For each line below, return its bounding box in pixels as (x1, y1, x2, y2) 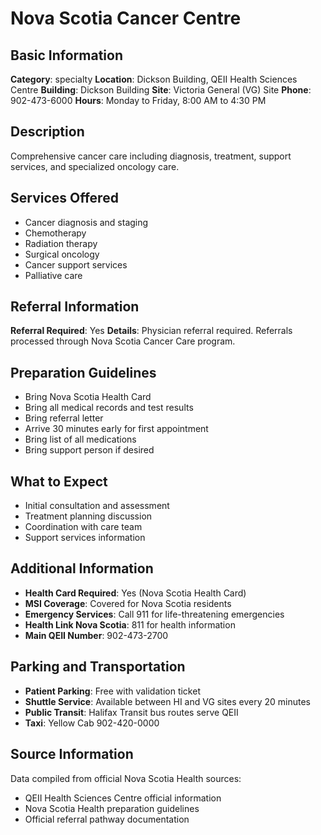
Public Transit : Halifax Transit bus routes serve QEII (24, 706, 239, 718)
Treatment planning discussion (24, 510, 153, 522)
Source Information (10, 746, 134, 763)
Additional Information (10, 560, 154, 577)
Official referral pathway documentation (24, 813, 190, 825)
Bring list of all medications (24, 433, 137, 446)
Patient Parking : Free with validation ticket (24, 685, 201, 697)
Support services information (24, 532, 146, 544)
